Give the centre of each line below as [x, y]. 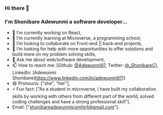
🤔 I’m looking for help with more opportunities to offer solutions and [82, 49]
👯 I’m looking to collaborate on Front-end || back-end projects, [77, 44]
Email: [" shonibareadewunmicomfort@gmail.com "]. [66, 107]
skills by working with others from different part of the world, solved [83, 96]
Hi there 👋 [17, 8]
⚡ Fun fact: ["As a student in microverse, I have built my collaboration [84, 89]
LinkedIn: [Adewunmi [34, 72]
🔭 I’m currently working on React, [47, 33]
